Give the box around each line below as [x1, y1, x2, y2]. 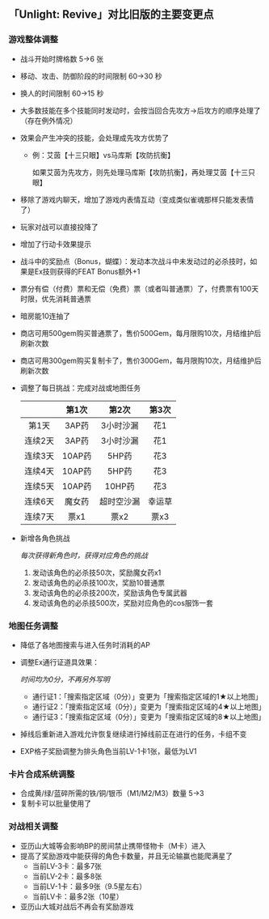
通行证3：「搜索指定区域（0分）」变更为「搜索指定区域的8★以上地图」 [32, 712, 266, 721]
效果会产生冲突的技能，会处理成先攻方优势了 [19, 133, 170, 143]
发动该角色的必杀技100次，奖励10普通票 [32, 577, 166, 587]
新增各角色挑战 [19, 533, 70, 542]
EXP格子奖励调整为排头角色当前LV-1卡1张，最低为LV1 [19, 746, 197, 755]
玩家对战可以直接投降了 [19, 222, 99, 232]
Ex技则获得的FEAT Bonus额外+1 [34, 266, 141, 276]
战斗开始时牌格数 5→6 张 [19, 53, 104, 63]
